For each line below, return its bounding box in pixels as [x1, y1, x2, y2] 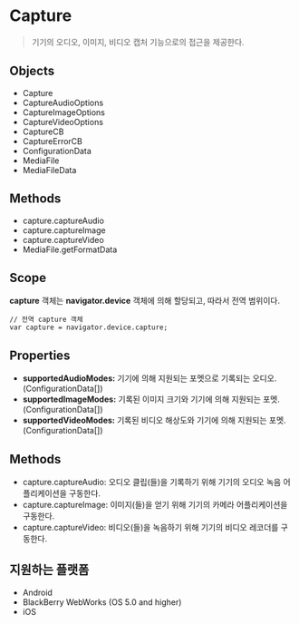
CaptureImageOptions [22, 106, 106, 118]
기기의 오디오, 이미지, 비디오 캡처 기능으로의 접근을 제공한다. [31, 36, 245, 47]
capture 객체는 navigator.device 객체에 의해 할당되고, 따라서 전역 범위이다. [9, 296, 281, 307]
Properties [9, 347, 71, 363]
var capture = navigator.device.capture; [9, 323, 169, 332]
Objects [9, 63, 55, 79]
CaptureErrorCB [22, 135, 83, 146]
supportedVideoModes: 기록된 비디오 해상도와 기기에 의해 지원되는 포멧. [22, 414, 287, 426]
